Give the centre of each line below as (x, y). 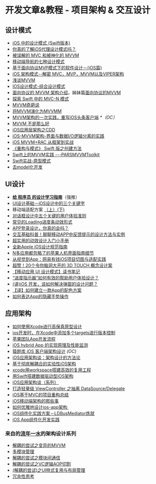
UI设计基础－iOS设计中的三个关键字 (49, 203)
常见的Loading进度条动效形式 (42, 222)
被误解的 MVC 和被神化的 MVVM (46, 55)
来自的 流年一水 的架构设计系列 (41, 433)
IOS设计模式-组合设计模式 (39, 86)
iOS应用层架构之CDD (34, 130)
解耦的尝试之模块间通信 (36, 458)
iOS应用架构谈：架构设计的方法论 (46, 357)
